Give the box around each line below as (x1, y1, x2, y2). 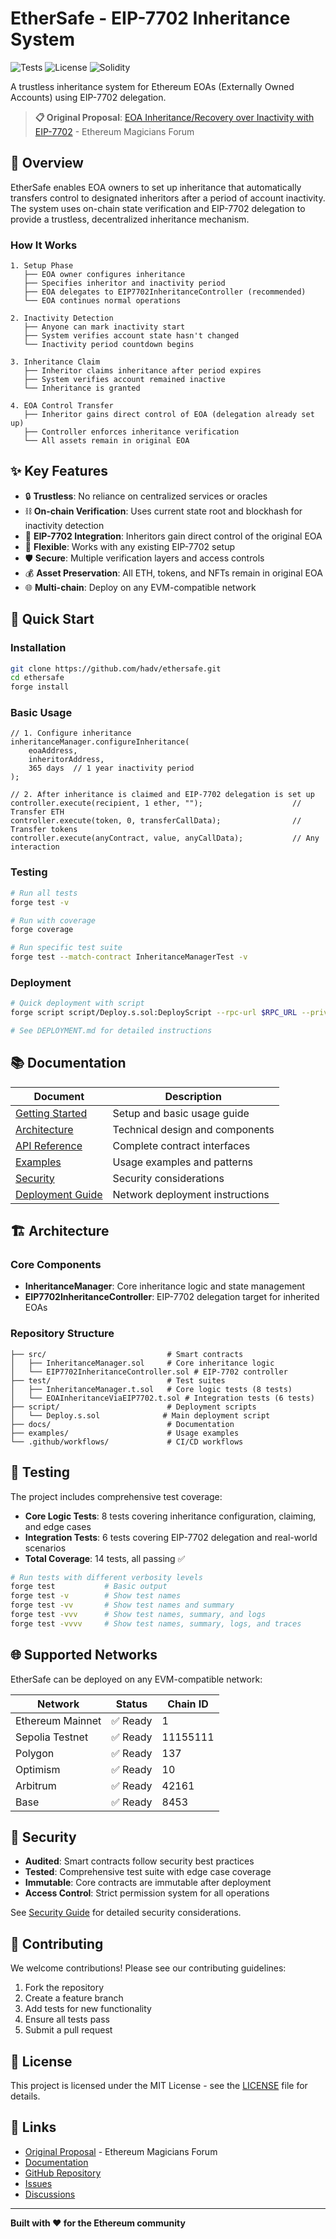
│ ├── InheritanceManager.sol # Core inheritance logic (10, 1358, 275, 1368)
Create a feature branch (24, 1992, 124, 2004)
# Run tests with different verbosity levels (10, 1572, 203, 1582)
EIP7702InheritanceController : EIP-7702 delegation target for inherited (24, 1291, 320, 1303)
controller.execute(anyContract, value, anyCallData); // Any (10, 833, 320, 844)
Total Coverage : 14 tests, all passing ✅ (24, 1552, 186, 1564)
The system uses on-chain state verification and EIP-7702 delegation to (10, 202, 306, 214)
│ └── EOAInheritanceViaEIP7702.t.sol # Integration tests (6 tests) (10, 1393, 315, 1403)
